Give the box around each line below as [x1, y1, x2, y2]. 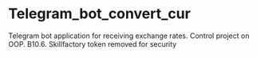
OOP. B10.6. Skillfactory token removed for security [8, 39, 177, 48]
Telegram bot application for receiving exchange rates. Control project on [8, 31, 250, 40]
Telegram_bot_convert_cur [8, 5, 192, 23]
